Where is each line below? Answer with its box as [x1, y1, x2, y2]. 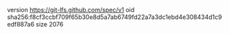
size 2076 [36, 20, 64, 28]
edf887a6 [7, 20, 35, 28]
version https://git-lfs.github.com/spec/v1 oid [7, 6, 135, 14]
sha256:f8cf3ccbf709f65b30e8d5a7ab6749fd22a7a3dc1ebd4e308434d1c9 [7, 13, 222, 21]
